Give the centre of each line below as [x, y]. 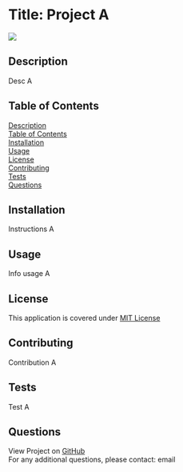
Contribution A [32, 362]
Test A [19, 406]
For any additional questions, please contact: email [92, 460]
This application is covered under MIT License [84, 318]
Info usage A [29, 274]
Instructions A [31, 229]
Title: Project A [59, 15]
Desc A [20, 81]
